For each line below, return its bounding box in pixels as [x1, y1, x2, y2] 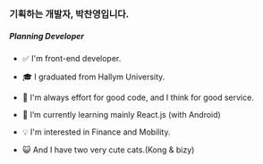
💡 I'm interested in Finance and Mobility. [21, 127, 172, 137]
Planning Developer [9, 30, 85, 41]
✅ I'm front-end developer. [21, 53, 122, 63]
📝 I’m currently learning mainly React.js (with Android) [21, 109, 221, 119]
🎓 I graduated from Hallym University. [21, 71, 165, 82]
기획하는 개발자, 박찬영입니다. [9, 7, 130, 20]
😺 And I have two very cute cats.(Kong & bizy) [21, 144, 195, 155]
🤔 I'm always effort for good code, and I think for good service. [21, 92, 255, 102]
